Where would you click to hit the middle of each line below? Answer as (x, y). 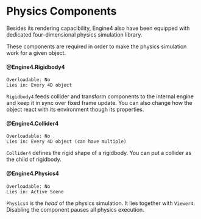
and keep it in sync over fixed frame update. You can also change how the (100, 103)
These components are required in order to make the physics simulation (97, 46)
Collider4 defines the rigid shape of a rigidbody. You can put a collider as (99, 153)
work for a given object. (36, 52)
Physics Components (62, 11)
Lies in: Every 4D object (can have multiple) (66, 142)
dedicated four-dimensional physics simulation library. (74, 34)
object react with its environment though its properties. (75, 109)
